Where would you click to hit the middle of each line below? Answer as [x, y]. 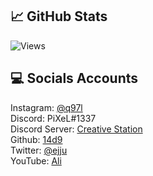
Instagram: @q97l [46, 107]
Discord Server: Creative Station [76, 129]
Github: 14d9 [36, 139]
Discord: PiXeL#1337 [53, 118]
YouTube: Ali [36, 160]
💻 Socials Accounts [74, 78]
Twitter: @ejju [39, 150]
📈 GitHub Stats [59, 16]
